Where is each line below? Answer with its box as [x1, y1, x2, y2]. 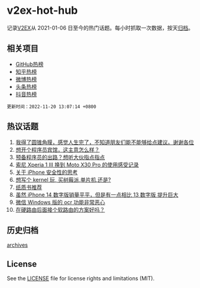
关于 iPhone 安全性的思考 [15, 169, 78, 176]
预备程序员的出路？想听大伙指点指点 [15, 154, 105, 161]
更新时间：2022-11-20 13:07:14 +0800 [7, 103, 96, 110]
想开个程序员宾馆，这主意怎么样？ [15, 146, 100, 153]
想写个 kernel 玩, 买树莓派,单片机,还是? [15, 176, 111, 183]
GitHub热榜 [15, 61, 44, 68]
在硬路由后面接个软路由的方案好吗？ [15, 206, 105, 213]
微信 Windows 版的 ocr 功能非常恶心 [15, 199, 105, 206]
